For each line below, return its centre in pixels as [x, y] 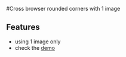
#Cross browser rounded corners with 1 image [63, 9]
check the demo [35, 47]
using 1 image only [38, 42]
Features [23, 27]
